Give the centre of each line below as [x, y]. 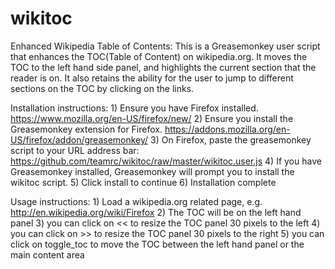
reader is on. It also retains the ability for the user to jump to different [152, 78]
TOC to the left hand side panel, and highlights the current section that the [163, 67]
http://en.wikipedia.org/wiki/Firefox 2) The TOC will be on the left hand [156, 212]
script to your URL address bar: [75, 150]
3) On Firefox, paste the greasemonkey [231, 139]
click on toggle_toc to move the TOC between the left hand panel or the [157, 244]
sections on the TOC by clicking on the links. [102, 88]
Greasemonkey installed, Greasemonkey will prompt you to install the [152, 171]
